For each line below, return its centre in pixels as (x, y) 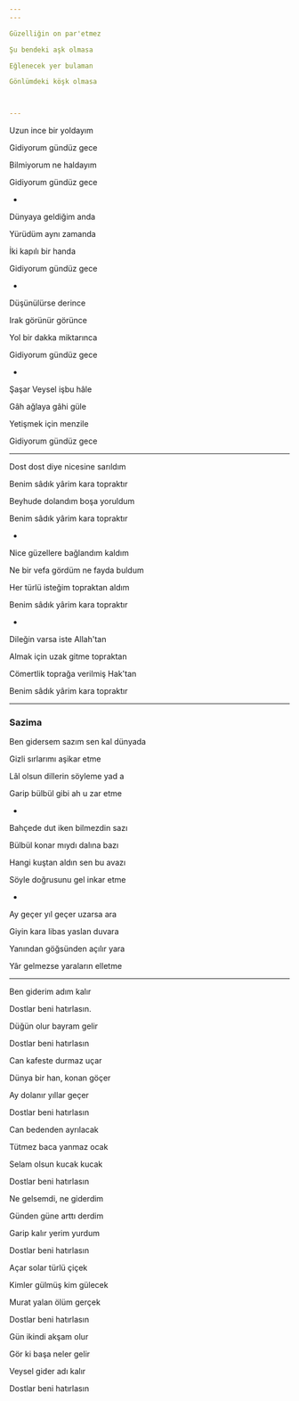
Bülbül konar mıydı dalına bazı (64, 845)
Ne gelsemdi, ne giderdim (57, 1199)
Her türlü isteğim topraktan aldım (69, 588)
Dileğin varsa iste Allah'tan (58, 639)
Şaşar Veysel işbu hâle (51, 389)
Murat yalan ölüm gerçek (55, 1302)
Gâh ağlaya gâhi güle (48, 407)
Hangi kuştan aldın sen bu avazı (68, 863)
